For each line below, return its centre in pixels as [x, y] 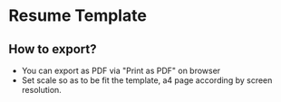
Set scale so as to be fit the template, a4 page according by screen [147, 80]
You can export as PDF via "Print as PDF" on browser [121, 70]
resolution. [42, 90]
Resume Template [78, 16]
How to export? [53, 49]
